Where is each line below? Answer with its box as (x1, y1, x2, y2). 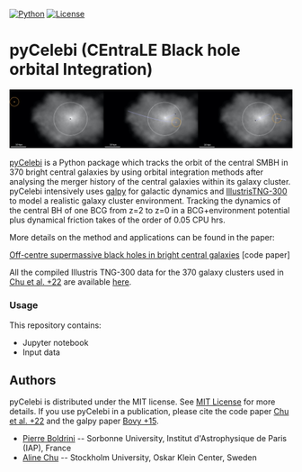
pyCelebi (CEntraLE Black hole (9, 41, 241, 60)
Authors (9, 372, 57, 387)
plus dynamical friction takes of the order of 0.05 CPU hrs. (9, 214, 226, 225)
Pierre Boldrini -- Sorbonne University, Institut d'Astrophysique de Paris (22, 433, 288, 444)
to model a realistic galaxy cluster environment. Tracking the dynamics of (9, 195, 281, 206)
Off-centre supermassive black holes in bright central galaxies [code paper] (9, 250, 290, 260)
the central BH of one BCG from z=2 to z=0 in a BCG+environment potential (9, 205, 290, 216)
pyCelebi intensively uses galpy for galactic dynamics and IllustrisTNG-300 (9, 186, 288, 197)
